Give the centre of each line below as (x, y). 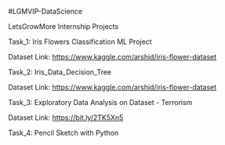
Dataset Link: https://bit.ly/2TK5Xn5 (66, 118)
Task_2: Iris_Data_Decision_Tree (60, 72)
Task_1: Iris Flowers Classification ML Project (80, 42)
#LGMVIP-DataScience (45, 11)
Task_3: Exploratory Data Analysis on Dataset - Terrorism (100, 102)
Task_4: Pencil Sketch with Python (64, 133)
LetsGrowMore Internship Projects (64, 26)
